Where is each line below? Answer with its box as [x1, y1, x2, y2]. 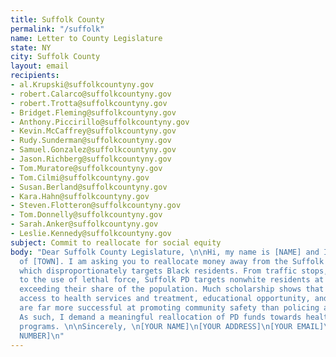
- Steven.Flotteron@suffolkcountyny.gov [10, 201, 182, 211]
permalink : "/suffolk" [10, 24, 105, 34]
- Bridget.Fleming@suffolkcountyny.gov [10, 107, 177, 118]
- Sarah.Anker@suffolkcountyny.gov [10, 219, 159, 230]
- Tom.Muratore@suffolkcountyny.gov [10, 163, 163, 173]
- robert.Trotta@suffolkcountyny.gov [10, 98, 168, 108]
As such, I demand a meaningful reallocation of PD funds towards [19, 312, 302, 322]
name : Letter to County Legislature [10, 33, 163, 43]
